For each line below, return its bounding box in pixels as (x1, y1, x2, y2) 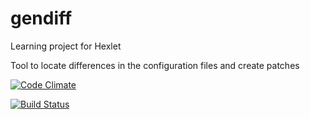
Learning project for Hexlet (10, 40, 122, 52)
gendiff (10, 7, 73, 30)
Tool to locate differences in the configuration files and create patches (10, 59, 300, 71)
